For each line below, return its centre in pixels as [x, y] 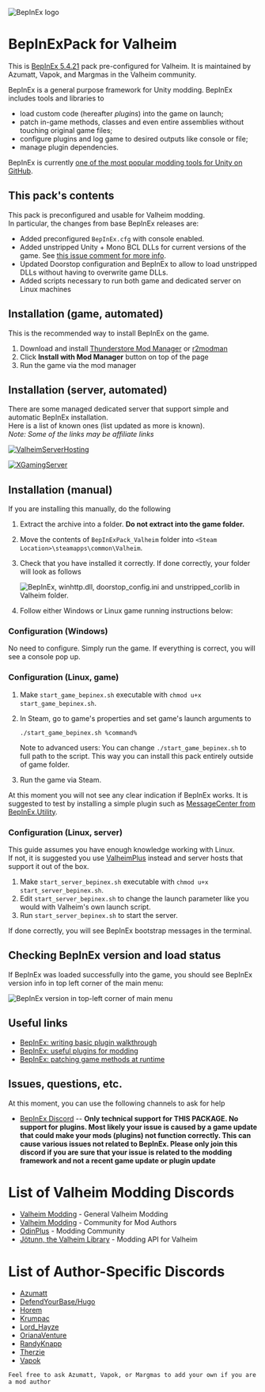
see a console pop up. [44, 657]
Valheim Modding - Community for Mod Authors [98, 1223]
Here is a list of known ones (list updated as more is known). [107, 426]
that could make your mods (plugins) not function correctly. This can [135, 1135]
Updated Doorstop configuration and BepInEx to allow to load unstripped [138, 264]
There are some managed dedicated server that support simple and [119, 409]
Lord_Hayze [39, 1327]
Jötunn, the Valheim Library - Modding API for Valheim [108, 1239]
